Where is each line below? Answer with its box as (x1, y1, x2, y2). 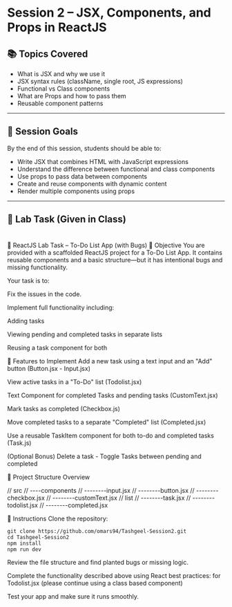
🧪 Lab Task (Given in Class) (7, 213, 126, 226)
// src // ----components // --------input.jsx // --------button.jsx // (7, 487, 195, 495)
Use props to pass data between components (17, 172, 147, 181)
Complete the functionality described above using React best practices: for (7, 572, 221, 580)
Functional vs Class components (17, 84, 110, 93)
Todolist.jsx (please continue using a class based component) (7, 579, 183, 588)
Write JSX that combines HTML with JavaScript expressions (17, 157, 188, 165)
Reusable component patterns (17, 99, 104, 107)
